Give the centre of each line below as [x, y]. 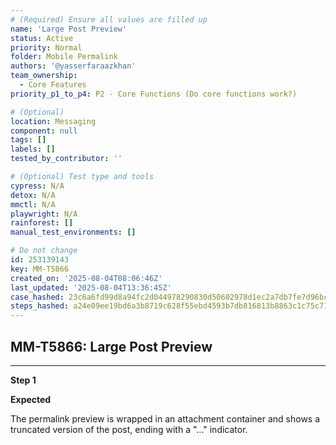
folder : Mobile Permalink [64, 57]
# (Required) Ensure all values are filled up [109, 19]
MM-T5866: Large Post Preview [111, 346]
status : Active [42, 38]
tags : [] [28, 140]
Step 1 [23, 380]
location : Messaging [53, 121]
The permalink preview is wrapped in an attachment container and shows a [165, 418]
